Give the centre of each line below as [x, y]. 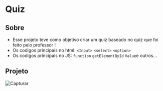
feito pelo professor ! [34, 45]
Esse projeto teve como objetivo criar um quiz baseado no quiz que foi [86, 39]
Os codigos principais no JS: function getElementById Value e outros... [85, 55]
